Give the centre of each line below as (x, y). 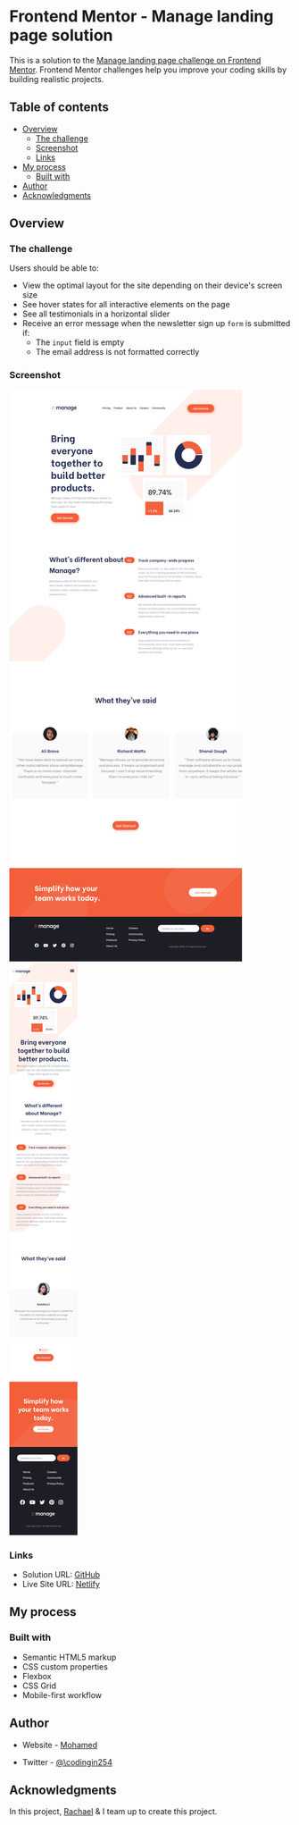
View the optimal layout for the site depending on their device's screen (152, 286)
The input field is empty (80, 342)
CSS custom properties (65, 1666)
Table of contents (59, 108)
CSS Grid (39, 1686)
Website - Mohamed (60, 1745)
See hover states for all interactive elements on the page (126, 305)
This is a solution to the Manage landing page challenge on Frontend (135, 60)
